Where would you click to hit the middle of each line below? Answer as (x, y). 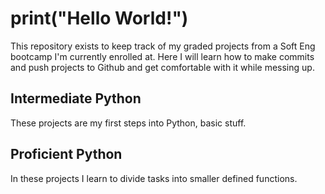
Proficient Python (66, 154)
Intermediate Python (76, 98)
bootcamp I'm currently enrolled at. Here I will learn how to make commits (162, 56)
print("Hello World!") (99, 18)
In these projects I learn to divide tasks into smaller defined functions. (154, 178)
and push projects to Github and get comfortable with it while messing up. (162, 67)
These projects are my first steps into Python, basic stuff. (128, 123)
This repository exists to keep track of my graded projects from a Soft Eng (163, 46)
